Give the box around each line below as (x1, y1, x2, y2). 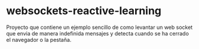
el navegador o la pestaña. (6, 36, 72, 43)
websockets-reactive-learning (6, 4, 162, 18)
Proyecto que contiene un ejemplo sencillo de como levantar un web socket (6, 24, 193, 31)
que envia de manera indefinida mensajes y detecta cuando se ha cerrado (6, 30, 189, 37)
